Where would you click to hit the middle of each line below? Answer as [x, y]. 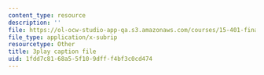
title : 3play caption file [52, 52]
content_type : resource [47, 15]
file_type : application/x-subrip [63, 37]
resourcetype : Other [42, 45]
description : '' [35, 23]
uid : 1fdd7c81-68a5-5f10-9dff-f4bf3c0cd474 [81, 59]
